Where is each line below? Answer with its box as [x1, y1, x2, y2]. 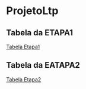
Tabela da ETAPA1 [6, 28, 73, 38]
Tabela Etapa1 [6, 43, 40, 50]
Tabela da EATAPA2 [6, 60, 80, 70]
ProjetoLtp [6, 4, 59, 18]
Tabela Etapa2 [6, 75, 42, 83]
